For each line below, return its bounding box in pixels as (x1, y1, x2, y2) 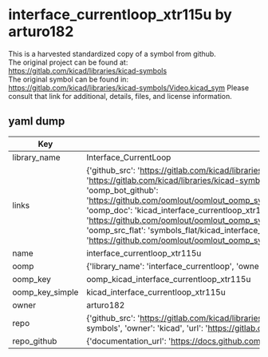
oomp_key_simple (12, 286, 79, 297)
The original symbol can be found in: (8, 74, 129, 84)
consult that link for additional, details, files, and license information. (8, 91, 233, 101)
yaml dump (8, 114, 65, 129)
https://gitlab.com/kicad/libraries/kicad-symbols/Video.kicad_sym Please (8, 82, 250, 93)
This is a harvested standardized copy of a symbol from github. (8, 49, 217, 58)
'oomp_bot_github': (86, 184, 159, 196)
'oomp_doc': (86, 204, 133, 216)
